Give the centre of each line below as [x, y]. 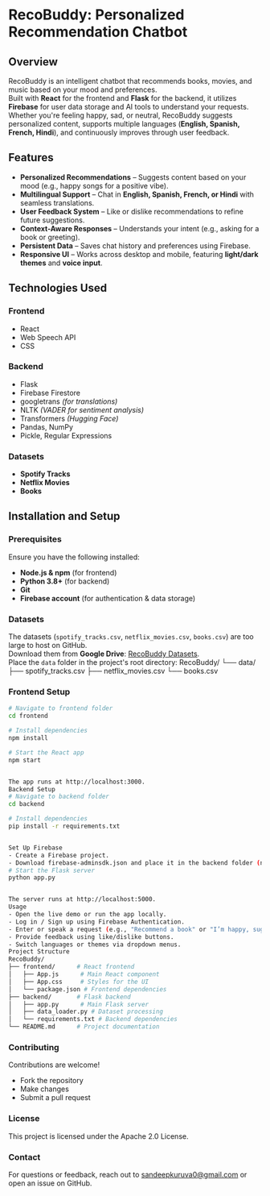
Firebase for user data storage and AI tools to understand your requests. [129, 107]
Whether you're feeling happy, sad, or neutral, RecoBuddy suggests [121, 115]
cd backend [27, 804]
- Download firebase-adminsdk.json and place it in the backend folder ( [135, 863]
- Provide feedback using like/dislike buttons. [91, 936]
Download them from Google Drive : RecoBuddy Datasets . [104, 654]
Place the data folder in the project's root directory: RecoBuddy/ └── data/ [132, 662]
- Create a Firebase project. [59, 855]
